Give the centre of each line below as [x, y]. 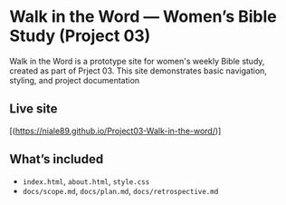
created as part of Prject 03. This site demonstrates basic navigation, [138, 71]
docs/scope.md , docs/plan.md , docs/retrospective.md [120, 190]
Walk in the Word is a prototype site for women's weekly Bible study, [137, 61]
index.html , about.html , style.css [86, 181]
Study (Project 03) [80, 36]
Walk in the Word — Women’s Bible [143, 17]
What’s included [57, 159]
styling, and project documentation [75, 80]
